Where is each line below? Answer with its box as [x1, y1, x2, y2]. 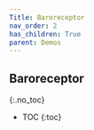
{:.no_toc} [9, 94, 45, 105]
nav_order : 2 [9, 21, 58, 30]
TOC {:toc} [21, 112, 62, 123]
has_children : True [9, 29, 82, 38]
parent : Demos [9, 37, 62, 47]
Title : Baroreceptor [9, 12, 86, 22]
